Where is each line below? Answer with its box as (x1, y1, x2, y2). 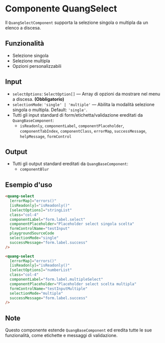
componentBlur (19, 167, 49, 172)
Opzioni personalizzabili (12, 63, 62, 69)
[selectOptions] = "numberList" (9, 268, 72, 273)
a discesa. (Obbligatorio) (12, 96, 65, 102)
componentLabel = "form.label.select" (9, 217, 85, 222)
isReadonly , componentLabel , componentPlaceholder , (19, 123, 124, 129)
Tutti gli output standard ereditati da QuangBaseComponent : (12, 161, 128, 167)
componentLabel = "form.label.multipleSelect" (9, 277, 103, 282)
